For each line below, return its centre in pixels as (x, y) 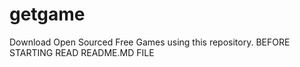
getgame (47, 14)
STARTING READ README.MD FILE (82, 52)
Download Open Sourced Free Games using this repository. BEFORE (150, 42)
